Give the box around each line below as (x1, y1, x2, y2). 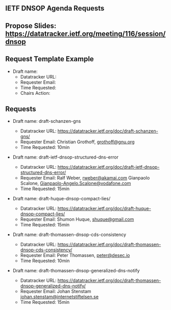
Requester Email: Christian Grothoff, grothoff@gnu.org (20, 139, 135, 145)
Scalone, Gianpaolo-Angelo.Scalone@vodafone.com (20, 180, 131, 187)
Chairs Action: (20, 90, 51, 96)
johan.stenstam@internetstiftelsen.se (20, 294, 99, 300)
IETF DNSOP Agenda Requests (5, 4, 105, 13)
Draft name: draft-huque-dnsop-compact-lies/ (12, 196, 111, 202)
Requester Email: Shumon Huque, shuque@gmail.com (20, 216, 134, 222)
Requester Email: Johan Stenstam (20, 288, 91, 295)
